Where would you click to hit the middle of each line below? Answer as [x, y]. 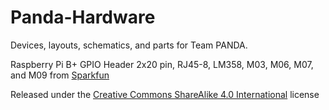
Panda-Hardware [83, 17]
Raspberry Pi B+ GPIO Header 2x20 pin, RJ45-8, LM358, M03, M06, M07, [162, 64]
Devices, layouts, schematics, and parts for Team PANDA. [129, 45]
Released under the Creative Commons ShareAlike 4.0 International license [165, 94]
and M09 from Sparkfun [60, 75]
